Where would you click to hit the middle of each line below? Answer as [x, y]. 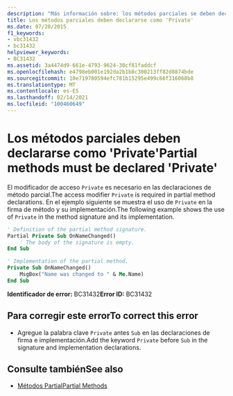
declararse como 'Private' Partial [102, 153]
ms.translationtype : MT [42, 85]
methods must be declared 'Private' [113, 168]
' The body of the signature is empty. [77, 242]
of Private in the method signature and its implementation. [91, 217]
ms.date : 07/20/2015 [37, 26]
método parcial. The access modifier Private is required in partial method [111, 195]
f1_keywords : [26, 33]
